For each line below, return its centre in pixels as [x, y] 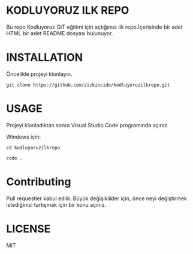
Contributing [39, 182]
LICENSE [28, 229]
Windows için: [24, 137]
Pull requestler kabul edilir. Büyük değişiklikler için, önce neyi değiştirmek [97, 198]
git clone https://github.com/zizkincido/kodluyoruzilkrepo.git [88, 85]
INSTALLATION [44, 58]
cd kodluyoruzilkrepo [33, 148]
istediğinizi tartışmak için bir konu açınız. [56, 204]
